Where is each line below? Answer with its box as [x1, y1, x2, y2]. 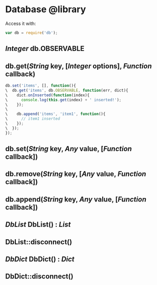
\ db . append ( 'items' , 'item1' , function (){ [5, 111, 106, 117]
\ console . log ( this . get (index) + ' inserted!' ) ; [5, 97, 122, 102]
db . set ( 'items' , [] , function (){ [5, 83, 76, 89]
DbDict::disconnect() [5, 272, 74, 281]
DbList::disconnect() [5, 238, 72, 246]
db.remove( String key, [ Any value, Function [5, 169, 146, 179]
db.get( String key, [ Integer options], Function [5, 62, 152, 70]
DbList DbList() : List [5, 220, 71, 229]
